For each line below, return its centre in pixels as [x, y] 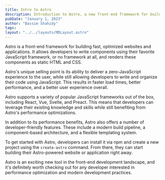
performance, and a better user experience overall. [57, 87]
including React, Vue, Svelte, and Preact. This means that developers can [79, 102]
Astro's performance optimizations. [41, 113]
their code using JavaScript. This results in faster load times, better [73, 82]
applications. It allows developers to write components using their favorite [80, 52]
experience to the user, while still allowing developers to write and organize [81, 77]
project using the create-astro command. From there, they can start [74, 147]
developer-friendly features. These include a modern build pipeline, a [75, 127]
